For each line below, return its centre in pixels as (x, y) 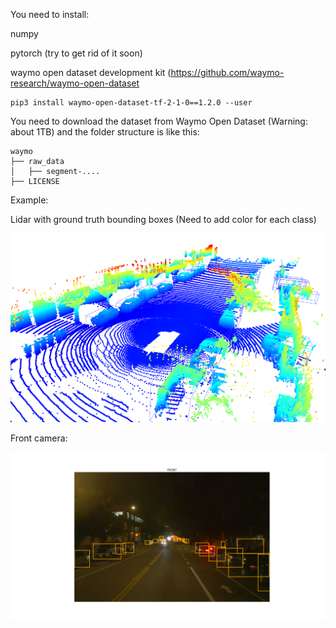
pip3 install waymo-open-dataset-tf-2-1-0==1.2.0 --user (131, 103)
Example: (29, 200)
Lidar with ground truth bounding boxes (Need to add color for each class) (163, 219)
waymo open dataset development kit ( (91, 72)
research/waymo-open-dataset (75, 83)
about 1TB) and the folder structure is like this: (105, 132)
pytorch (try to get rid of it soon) (76, 53)
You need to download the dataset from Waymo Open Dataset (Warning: (159, 121)
